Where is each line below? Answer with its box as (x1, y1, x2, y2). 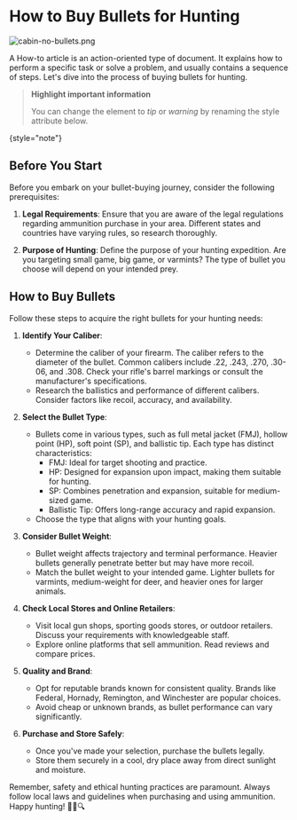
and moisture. (35, 764, 86, 775)
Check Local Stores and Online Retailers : (21, 603, 176, 613)
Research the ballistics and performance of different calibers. (35, 384, 260, 396)
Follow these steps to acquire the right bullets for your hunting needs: (9, 312, 263, 323)
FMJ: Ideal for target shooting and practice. (48, 457, 208, 468)
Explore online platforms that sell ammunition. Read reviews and (35, 639, 270, 650)
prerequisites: (9, 191, 60, 201)
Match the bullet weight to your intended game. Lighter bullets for (35, 566, 276, 578)
